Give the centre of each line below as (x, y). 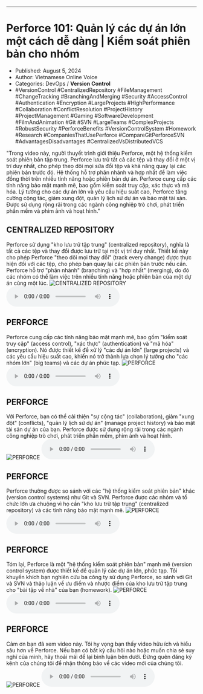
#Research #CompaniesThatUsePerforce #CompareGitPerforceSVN (100, 135)
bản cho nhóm (43, 54)
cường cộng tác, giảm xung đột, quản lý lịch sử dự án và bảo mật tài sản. (97, 198)
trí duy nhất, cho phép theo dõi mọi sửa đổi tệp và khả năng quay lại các (96, 166)
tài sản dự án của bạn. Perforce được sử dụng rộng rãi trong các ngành (95, 429)
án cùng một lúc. (27, 283)
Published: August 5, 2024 (48, 71)
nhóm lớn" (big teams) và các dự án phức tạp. (63, 363)
